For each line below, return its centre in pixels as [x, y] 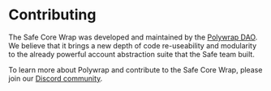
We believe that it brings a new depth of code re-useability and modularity [133, 45]
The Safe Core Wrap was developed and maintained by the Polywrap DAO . [133, 37]
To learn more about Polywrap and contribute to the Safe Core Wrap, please [135, 69]
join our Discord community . [56, 78]
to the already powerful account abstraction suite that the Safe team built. [132, 54]
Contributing [52, 15]
